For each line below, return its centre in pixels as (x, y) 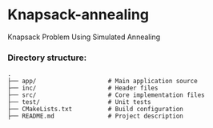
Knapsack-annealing (78, 15)
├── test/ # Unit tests (79, 102)
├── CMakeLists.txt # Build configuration (95, 110)
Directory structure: (47, 58)
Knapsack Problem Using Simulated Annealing (84, 37)
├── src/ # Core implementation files (106, 95)
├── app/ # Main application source (102, 82)
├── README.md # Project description (95, 116)
